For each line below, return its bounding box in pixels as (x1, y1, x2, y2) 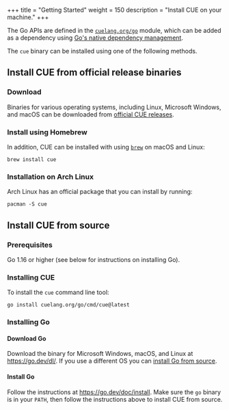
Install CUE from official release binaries (7, 67, 182, 78)
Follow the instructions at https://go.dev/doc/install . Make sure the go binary (7, 387, 221, 396)
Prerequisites (7, 240, 53, 250)
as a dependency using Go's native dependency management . (7, 34, 183, 42)
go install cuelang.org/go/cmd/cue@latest (7, 302, 130, 309)
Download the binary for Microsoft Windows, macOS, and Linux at (7, 350, 193, 358)
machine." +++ (7, 13, 49, 21)
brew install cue (7, 156, 57, 163)
